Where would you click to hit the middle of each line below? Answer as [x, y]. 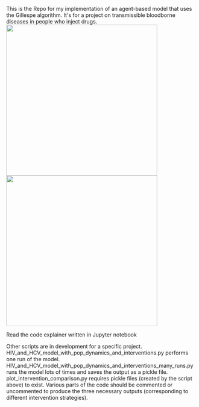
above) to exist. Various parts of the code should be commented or [90, 385]
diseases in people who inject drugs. [52, 21]
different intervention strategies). [47, 398]
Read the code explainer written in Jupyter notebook [71, 335]
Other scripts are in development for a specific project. [74, 346]
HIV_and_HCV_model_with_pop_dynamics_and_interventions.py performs [97, 353]
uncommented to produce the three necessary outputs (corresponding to [97, 391]
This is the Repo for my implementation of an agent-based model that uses [99, 9]
